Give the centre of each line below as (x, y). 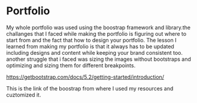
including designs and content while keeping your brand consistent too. (95, 52)
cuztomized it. (24, 95)
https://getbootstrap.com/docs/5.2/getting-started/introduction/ (85, 77)
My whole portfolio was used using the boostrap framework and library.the (99, 27)
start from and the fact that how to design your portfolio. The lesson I (91, 40)
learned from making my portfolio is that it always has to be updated (90, 46)
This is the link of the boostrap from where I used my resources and (90, 88)
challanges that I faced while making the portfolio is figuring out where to (96, 33)
